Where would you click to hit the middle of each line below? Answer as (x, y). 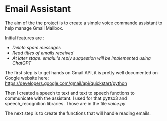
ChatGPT (22, 63)
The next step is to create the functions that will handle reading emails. (78, 113)
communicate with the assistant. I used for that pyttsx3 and (66, 98)
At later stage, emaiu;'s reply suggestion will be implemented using (82, 58)
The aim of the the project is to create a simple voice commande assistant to (84, 23)
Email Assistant (38, 9)
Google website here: (27, 78)
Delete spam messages (37, 47)
